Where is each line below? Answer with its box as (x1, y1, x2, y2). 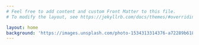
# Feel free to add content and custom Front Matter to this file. (6, 8, 176, 15)
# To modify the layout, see (6, 14, 78, 20)
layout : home (6, 25, 38, 30)
